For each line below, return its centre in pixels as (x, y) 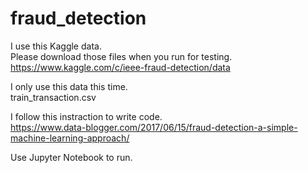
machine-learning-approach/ (70, 138)
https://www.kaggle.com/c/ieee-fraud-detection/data (120, 67)
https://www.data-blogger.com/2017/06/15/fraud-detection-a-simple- (154, 127)
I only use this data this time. (69, 86)
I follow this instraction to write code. (86, 116)
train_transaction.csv (53, 97)
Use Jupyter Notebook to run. (71, 157)
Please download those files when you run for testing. (121, 56)
